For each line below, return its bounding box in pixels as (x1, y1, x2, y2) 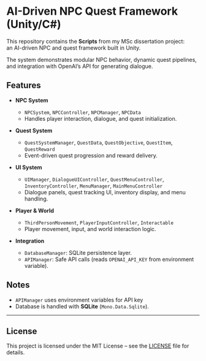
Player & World (15, 207, 54, 214)
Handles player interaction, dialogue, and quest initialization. (24, 115, 177, 122)
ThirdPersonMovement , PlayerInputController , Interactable (24, 219, 174, 226)
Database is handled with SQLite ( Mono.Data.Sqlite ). (15, 302, 149, 310)
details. (6, 349, 25, 356)
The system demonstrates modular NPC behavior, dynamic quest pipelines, (6, 56, 197, 63)
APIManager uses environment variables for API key (15, 296, 143, 303)
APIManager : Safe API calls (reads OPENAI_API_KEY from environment (24, 256, 194, 263)
